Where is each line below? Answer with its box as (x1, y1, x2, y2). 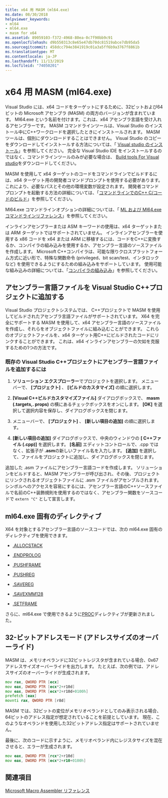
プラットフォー (131, 248, 163, 254)
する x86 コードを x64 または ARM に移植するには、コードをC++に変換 (9, 236, 157, 242)
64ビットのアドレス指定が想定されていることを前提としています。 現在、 (5, 714, 156, 720)
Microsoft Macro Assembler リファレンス (5, 787, 90, 793)
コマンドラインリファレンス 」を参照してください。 (5, 213, 110, 219)
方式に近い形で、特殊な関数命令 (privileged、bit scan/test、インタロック (9, 255, 159, 261)
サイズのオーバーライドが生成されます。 (9, 669, 92, 675)
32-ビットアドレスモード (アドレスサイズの (5, 633, 139, 642)
